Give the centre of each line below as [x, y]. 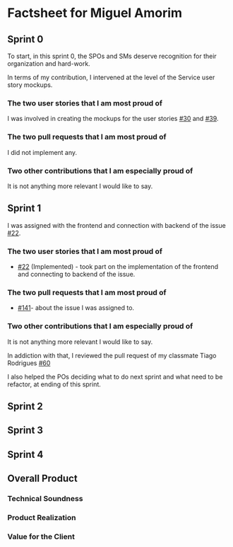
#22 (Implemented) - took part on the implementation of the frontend [118, 266]
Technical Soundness [45, 499]
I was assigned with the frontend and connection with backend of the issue [116, 225]
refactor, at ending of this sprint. [54, 384]
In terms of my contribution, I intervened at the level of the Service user [111, 77]
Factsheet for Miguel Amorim [95, 13]
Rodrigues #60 [29, 363]
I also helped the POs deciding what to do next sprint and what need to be [115, 376]
